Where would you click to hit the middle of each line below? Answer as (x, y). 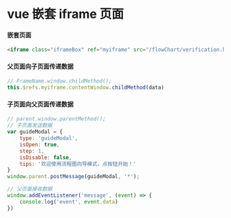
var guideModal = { (35, 132)
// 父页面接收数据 (30, 189)
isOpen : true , (40, 144)
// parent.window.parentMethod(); (57, 119)
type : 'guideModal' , (49, 138)
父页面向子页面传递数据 (40, 66)
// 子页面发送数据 (30, 126)
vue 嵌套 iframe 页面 (66, 14)
